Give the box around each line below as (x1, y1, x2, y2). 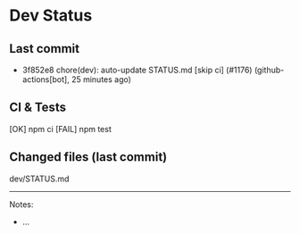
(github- (254, 64, 285, 75)
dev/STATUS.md (9, 173, 70, 184)
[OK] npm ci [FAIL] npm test (9, 123, 112, 134)
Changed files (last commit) (9, 149, 168, 165)
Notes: (9, 198, 34, 210)
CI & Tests (9, 100, 67, 115)
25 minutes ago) (71, 74, 132, 85)
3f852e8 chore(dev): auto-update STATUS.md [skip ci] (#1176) (21, 64, 253, 75)
